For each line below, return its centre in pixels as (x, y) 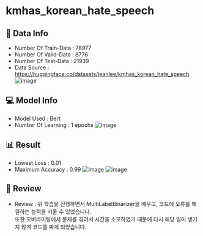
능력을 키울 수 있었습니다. (61, 211)
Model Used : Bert (37, 118)
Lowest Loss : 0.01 (38, 162)
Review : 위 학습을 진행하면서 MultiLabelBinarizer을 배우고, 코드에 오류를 (102, 204)
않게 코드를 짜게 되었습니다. (54, 227)
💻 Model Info (32, 101)
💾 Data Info (27, 33)
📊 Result (23, 145)
